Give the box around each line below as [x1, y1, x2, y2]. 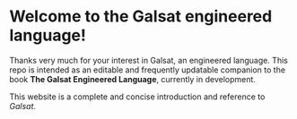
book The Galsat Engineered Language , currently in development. [9, 73, 256, 84]
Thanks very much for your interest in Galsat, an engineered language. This [9, 55, 289, 65]
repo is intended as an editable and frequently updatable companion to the [9, 64, 285, 75]
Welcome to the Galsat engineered [9, 6, 273, 27]
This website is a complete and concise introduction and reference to [9, 91, 266, 102]
